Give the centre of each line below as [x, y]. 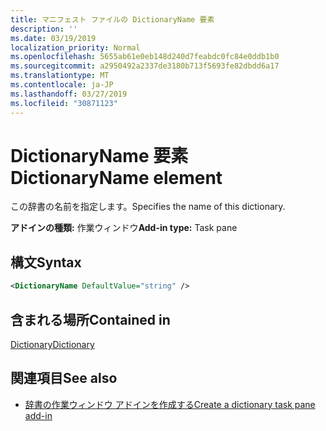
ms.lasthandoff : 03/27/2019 [69, 94]
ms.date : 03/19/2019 [53, 38]
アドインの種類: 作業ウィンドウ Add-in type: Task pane [124, 228]
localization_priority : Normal [75, 47]
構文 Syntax [46, 262]
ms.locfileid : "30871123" [64, 103]
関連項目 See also [64, 378]
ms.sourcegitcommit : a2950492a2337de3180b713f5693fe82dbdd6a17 [145, 66]
